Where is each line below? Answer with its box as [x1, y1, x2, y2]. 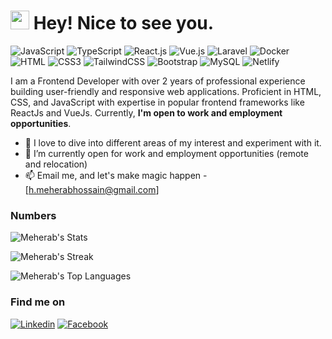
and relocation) [24, 158, 88, 170]
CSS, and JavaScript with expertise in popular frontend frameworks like [10, 96, 305, 108]
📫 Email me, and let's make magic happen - [24, 169, 208, 181]
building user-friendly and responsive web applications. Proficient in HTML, [10, 85, 322, 97]
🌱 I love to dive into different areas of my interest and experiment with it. [24, 136, 322, 149]
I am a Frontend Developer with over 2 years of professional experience [10, 75, 306, 87]
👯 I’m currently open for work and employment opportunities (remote [24, 147, 309, 159]
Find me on [10, 295, 66, 309]
